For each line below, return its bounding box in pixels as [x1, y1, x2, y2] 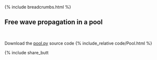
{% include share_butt [4, 49, 49, 55]
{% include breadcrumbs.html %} [4, 4, 71, 10]
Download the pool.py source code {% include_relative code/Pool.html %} [4, 40, 153, 46]
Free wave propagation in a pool [4, 18, 103, 26]
